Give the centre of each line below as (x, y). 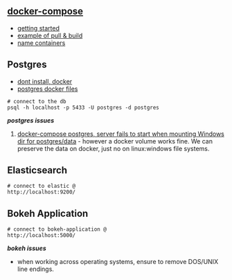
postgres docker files (47, 89)
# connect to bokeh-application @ (57, 229)
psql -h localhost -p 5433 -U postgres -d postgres (83, 107)
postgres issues (31, 120)
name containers (41, 43)
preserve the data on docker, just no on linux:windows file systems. (113, 148)
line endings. (35, 269)
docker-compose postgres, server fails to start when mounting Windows (121, 134)
